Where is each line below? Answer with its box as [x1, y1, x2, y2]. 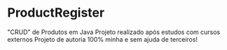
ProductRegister [7, 5, 105, 21]
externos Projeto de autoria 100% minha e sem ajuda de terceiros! [7, 35, 198, 43]
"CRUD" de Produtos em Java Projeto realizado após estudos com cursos [7, 28, 221, 36]
